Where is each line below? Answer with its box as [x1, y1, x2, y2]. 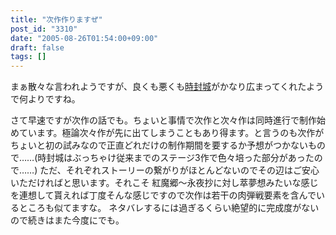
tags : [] [10, 52, 47, 62]
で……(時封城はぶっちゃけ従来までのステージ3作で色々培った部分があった [10, 152, 315, 164]
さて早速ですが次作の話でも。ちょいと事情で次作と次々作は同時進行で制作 [10, 114, 317, 126]
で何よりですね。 [10, 93, 81, 105]
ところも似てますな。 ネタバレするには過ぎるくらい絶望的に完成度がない [18, 202, 320, 214]
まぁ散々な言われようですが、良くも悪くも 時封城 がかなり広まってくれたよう [10, 81, 325, 93]
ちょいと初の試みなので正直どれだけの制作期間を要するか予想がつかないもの [10, 139, 326, 151]
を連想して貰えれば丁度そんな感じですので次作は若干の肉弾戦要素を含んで [10, 189, 317, 201]
